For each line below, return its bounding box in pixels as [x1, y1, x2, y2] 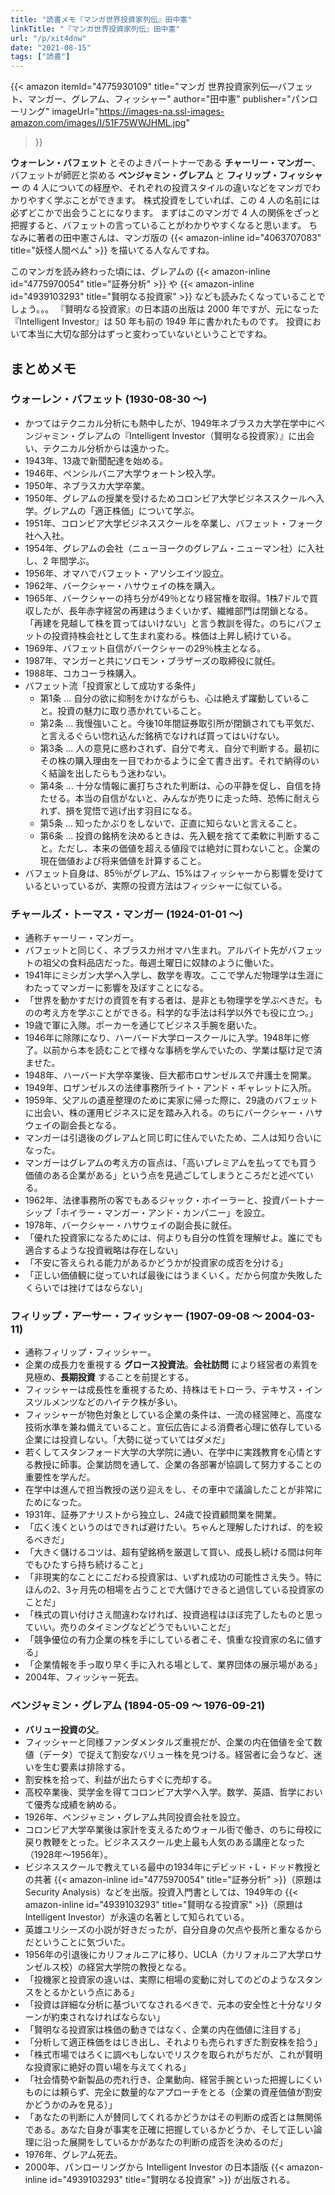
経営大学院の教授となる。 [86, 1961, 192, 1973]
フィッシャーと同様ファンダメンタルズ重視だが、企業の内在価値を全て [24, 1736, 314, 1748]
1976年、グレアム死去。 [24, 2148, 123, 2160]
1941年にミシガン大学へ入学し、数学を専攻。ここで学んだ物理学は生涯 [24, 969, 315, 981]
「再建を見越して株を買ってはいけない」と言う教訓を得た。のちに [24, 617, 297, 629]
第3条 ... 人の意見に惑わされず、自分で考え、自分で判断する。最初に [39, 742, 321, 754]
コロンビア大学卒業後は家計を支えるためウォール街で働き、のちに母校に [24, 1823, 323, 1835]
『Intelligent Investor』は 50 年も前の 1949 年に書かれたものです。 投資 [10, 316, 304, 328]
